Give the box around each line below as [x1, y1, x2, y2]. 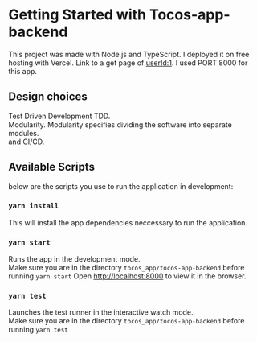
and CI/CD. [8, 137, 45, 146]
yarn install [8, 201, 59, 211]
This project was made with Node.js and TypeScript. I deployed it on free [8, 49, 250, 59]
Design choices [8, 90, 88, 104]
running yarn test [8, 324, 68, 335]
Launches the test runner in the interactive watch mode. [8, 307, 194, 317]
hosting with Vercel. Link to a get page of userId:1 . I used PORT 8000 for [8, 58, 248, 68]
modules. [8, 128, 39, 138]
